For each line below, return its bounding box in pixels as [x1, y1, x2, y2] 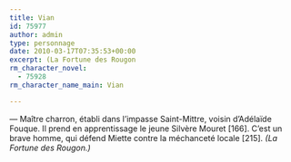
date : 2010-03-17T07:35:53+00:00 [9, 47, 136, 56]
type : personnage [9, 38, 75, 48]
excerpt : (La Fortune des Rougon [9, 55, 136, 64]
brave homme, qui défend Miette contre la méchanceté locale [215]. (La [9, 132, 278, 143]
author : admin [9, 30, 64, 39]
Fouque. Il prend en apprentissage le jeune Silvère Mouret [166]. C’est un [9, 123, 283, 134]
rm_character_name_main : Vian [9, 81, 125, 90]
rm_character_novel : [9, 64, 88, 73]
